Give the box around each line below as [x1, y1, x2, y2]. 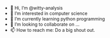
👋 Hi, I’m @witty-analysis [10, 5, 63, 11]
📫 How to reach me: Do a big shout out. [10, 27, 96, 33]
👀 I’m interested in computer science [10, 10, 88, 16]
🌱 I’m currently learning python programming [10, 16, 105, 22]
